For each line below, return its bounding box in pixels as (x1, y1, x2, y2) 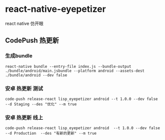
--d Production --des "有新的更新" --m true (5, 131, 97, 136)
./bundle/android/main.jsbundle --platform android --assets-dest (5, 68, 145, 73)
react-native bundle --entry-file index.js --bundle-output (5, 64, 132, 69)
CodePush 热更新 (5, 36, 59, 45)
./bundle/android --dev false (5, 73, 68, 78)
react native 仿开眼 (5, 20, 43, 26)
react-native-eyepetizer (5, 3, 106, 15)
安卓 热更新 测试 (5, 85, 43, 92)
